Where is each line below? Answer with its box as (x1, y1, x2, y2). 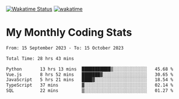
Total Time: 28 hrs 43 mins (6, 55, 75, 61)
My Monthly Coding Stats (6, 26, 132, 39)
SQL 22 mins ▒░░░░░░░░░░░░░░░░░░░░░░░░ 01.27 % (6, 88, 174, 94)
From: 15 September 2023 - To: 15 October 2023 (6, 45, 124, 51)
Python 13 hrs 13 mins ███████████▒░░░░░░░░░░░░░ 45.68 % (6, 66, 174, 72)
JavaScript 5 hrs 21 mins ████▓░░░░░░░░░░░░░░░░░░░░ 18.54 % (6, 77, 174, 83)
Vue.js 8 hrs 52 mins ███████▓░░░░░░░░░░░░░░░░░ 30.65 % (6, 72, 174, 77)
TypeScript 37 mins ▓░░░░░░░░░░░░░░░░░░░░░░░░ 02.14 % (6, 82, 174, 89)
